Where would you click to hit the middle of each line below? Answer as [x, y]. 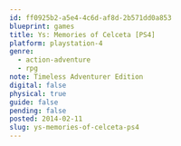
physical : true [38, 93]
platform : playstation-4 [56, 43]
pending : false [38, 111]
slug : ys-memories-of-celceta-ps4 [75, 128]
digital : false [38, 85]
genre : [22, 52]
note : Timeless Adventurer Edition [76, 77]
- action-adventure [54, 60]
